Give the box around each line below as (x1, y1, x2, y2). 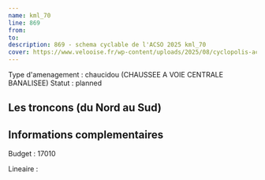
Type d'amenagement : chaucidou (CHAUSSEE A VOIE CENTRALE (8, 70, 223, 79)
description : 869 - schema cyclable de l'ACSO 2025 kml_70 (8, 41, 207, 49)
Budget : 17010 (8, 149, 57, 159)
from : (8, 26, 26, 34)
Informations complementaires (8, 128, 164, 141)
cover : (8, 48, 30, 56)
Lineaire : (8, 164, 39, 174)
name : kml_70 (8, 11, 51, 20)
